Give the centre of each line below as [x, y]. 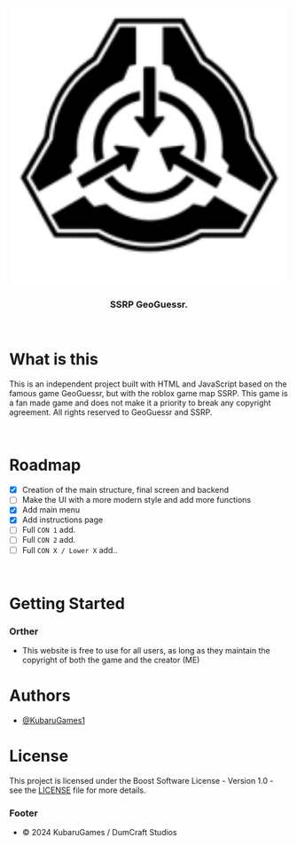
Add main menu [51, 510]
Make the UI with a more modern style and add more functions [136, 500]
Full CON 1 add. [49, 530]
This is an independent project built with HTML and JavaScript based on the [148, 384]
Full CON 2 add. [49, 540]
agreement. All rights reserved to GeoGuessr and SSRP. [111, 412]
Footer [23, 813]
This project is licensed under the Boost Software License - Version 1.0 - [141, 780]
